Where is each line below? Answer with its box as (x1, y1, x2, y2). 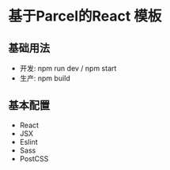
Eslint (19, 137, 38, 146)
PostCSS (19, 153, 49, 163)
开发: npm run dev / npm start (19, 64, 117, 73)
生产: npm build (19, 74, 71, 83)
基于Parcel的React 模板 (8, 7, 162, 25)
